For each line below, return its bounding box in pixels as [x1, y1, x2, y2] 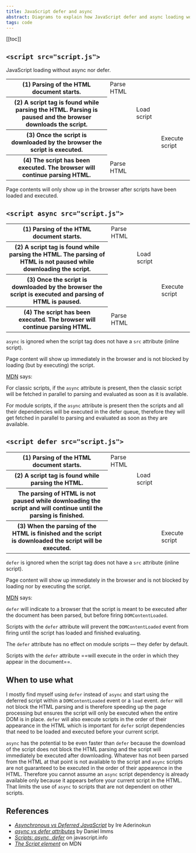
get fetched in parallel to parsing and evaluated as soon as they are [6, 414, 168, 421]
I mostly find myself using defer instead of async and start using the [6, 691, 169, 698]
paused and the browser [22, 113, 92, 121]
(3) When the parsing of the [17, 522, 97, 530]
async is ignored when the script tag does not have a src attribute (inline [6, 338, 179, 344]
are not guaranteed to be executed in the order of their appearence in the [6, 764, 183, 771]
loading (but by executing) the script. [6, 361, 95, 369]
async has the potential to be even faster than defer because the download [6, 739, 185, 746]
